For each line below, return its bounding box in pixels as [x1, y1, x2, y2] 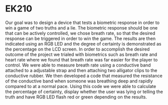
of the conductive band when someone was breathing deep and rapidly [5, 78, 153, 84]
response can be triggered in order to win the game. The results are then [5, 35, 156, 41]
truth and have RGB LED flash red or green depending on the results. [5, 93, 147, 100]
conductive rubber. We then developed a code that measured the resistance [5, 72, 163, 78]
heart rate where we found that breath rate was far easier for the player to [5, 56, 158, 62]
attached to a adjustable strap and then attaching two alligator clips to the [5, 67, 157, 73]
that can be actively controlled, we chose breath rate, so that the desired [5, 30, 155, 36]
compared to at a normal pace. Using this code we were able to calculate [5, 83, 156, 89]
